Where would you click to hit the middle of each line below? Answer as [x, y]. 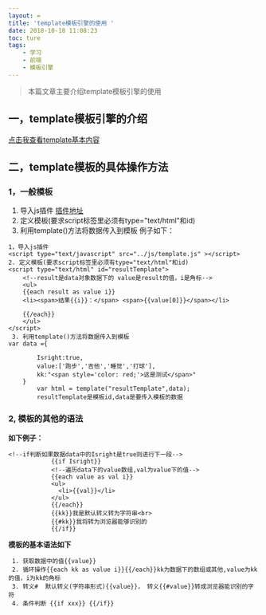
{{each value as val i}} [92, 477]
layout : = [25, 16]
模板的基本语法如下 [40, 544]
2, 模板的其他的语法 [46, 419]
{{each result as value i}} [69, 292]
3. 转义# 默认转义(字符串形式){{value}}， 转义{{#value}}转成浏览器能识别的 [130, 586]
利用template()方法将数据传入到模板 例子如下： [97, 231]
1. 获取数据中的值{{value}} [54, 561]
